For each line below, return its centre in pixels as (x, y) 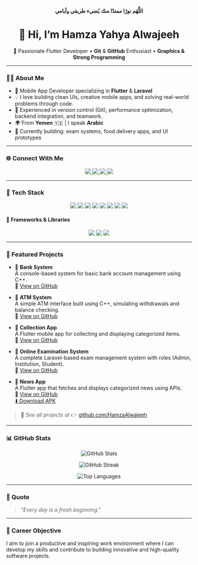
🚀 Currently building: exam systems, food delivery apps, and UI (91, 131)
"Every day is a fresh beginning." (61, 510)
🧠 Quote (18, 497)
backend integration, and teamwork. (59, 116)
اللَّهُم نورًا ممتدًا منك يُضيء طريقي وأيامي (99, 11)
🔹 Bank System (34, 267)
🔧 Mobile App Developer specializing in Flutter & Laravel (83, 91)
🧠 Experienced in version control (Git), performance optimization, (94, 110)
